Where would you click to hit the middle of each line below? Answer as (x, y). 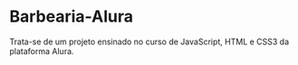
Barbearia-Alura (72, 17)
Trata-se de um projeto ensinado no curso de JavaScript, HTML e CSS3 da (149, 42)
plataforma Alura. (42, 51)
